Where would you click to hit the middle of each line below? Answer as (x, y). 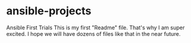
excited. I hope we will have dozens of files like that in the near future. (93, 33)
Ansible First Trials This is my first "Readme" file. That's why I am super (95, 27)
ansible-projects (49, 11)
